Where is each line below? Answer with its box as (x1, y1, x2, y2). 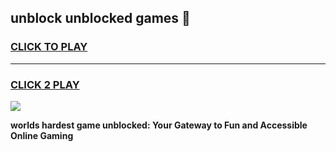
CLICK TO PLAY (10, 40, 88, 54)
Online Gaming (10, 129, 74, 141)
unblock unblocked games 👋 (10, 10, 191, 27)
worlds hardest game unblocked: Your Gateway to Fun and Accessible (10, 119, 308, 131)
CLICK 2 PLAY (10, 77, 80, 91)
